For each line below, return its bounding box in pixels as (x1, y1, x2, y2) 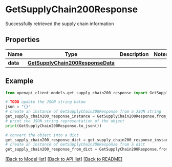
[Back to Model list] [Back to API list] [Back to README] (5, 156, 123, 162)
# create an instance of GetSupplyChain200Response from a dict (5, 142, 145, 147)
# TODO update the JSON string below (5, 99, 86, 105)
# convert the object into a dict (5, 132, 79, 138)
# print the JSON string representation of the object (5, 118, 125, 123)
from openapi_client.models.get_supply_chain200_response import (5, 90, 147, 95)
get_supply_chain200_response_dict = (5, 137, 86, 142)
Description (119, 50, 149, 57)
